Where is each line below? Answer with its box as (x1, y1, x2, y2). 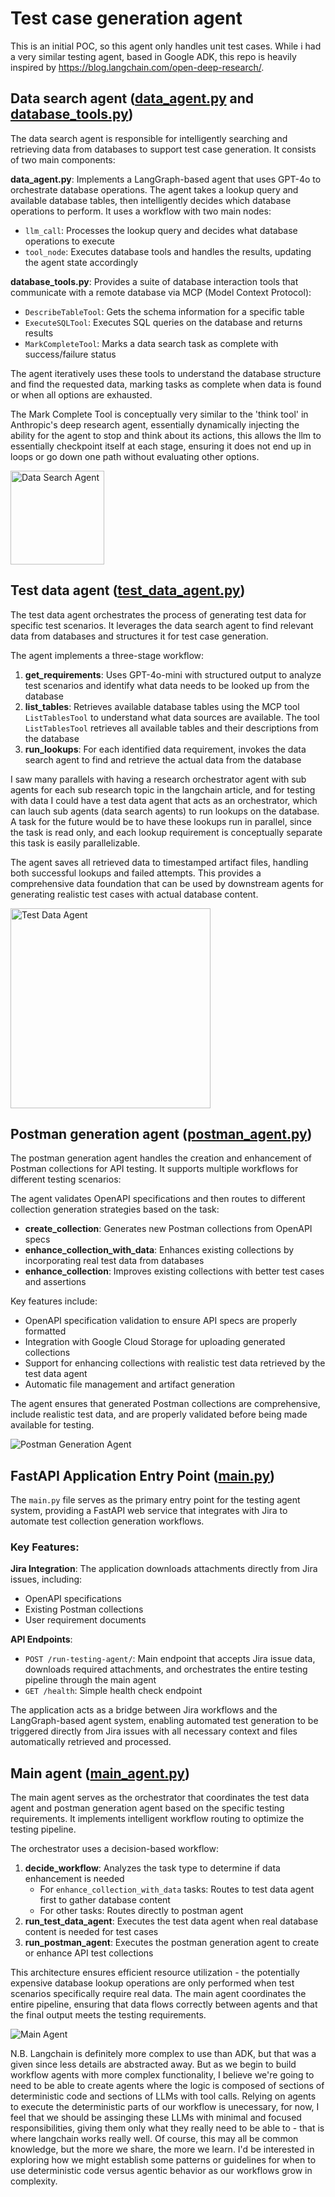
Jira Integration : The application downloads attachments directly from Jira (10, 1563, 318, 1575)
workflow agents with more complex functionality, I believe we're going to (10, 2069, 315, 2081)
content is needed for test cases (24, 1926, 159, 1938)
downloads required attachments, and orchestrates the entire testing (24, 1663, 308, 1676)
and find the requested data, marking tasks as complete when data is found (10, 378, 322, 390)
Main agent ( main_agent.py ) (10, 1765, 190, 1782)
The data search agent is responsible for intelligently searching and (10, 132, 288, 144)
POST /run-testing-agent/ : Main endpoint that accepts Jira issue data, (24, 1653, 316, 1665)
